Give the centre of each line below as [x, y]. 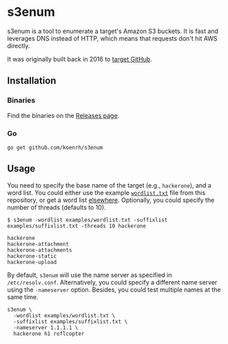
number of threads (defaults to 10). [56, 207]
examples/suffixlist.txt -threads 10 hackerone [77, 226]
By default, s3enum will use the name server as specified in [90, 275]
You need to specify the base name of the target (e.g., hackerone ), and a [109, 185]
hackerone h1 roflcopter [49, 334]
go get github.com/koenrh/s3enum [55, 148]
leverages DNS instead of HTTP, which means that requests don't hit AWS [113, 38]
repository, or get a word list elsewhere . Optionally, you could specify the [111, 200]
